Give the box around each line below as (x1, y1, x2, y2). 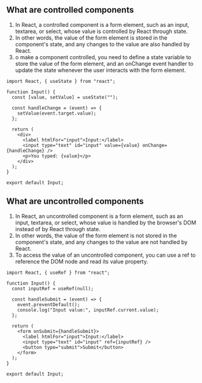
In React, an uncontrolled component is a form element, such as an (15, 212, 184, 220)
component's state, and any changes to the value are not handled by (15, 238, 188, 246)
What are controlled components (6, 5, 134, 15)
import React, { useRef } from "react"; (6, 270, 111, 276)
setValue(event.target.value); (17, 110, 97, 116)
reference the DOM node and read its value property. (15, 257, 148, 265)
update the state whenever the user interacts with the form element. (15, 66, 186, 74)
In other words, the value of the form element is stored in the (15, 34, 167, 41)
